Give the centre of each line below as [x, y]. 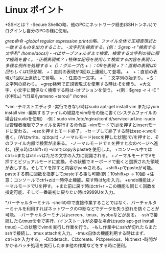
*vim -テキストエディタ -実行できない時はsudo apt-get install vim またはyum [82, 106]
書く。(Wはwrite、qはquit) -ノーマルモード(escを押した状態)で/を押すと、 [80, 137]
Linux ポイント [35, 10]
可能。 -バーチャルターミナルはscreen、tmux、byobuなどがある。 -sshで [79, 215]
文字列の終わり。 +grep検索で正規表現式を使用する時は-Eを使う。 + [74, 84]
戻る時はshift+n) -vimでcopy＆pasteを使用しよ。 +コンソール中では [84, 149]
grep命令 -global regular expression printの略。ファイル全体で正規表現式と [81, 41]
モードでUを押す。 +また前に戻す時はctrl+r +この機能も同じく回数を [87, 186]
